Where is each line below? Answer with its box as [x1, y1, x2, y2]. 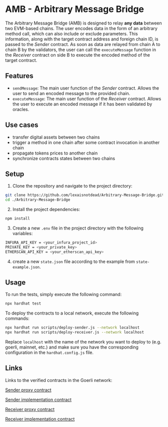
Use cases [5, 121, 38, 129]
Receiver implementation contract [5, 416, 75, 422]
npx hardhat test [5, 301, 41, 306]
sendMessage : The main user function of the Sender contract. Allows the [12, 85, 159, 91]
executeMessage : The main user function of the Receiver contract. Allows [12, 95, 161, 101]
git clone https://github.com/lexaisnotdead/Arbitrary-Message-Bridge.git [5, 192, 164, 198]
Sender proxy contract [5, 386, 51, 393]
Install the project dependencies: [12, 206, 80, 212]
